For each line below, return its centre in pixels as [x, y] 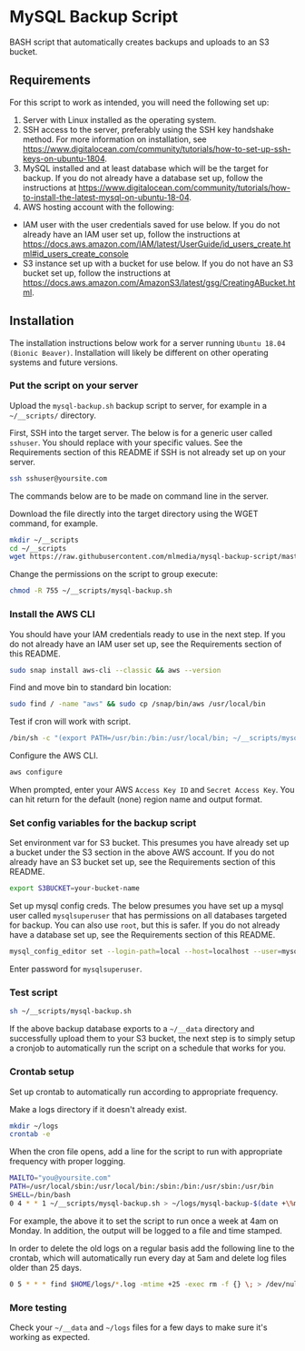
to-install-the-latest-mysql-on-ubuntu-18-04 [106, 197]
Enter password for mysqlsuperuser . [76, 969]
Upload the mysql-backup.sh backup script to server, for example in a [138, 405]
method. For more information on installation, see [114, 139]
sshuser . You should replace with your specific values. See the [126, 442]
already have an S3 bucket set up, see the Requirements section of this [143, 862]
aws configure [36, 772]
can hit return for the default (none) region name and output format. [136, 799]
